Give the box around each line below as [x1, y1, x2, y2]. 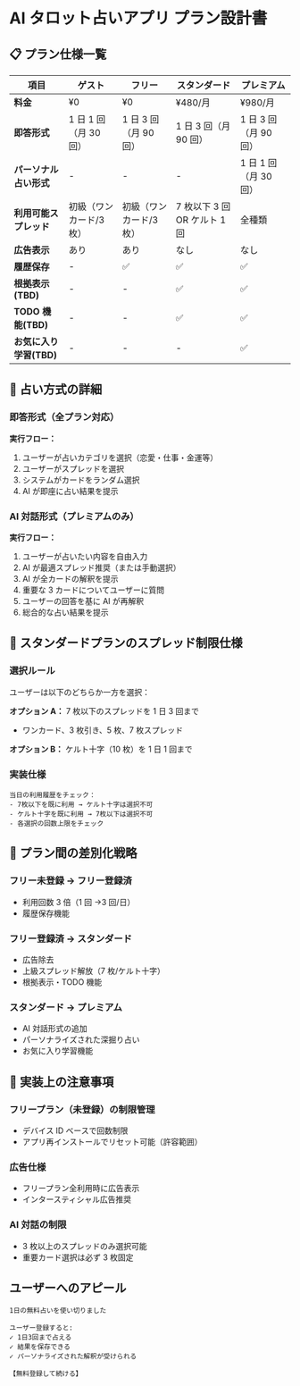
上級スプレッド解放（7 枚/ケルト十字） [21, 965, 165, 976]
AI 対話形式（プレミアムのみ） [9, 510, 140, 523]
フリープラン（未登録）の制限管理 [9, 1103, 155, 1115]
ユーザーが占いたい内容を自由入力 [21, 550, 148, 561]
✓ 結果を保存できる [9, 1342, 71, 1352]
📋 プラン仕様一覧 [9, 46, 107, 62]
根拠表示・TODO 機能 [21, 976, 103, 987]
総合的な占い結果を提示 [21, 607, 109, 617]
